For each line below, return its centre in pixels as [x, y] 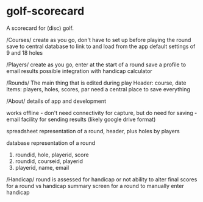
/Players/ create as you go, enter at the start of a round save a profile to [96, 64]
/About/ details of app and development [56, 101]
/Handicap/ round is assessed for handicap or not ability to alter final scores [102, 179]
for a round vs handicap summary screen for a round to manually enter [95, 186]
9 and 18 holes [25, 52]
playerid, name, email [42, 167]
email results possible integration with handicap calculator [79, 71]
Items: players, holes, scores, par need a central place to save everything [98, 89]
